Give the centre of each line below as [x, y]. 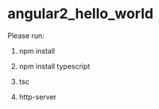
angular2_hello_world [81, 14]
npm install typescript [54, 66]
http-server [38, 96]
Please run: [26, 36]
